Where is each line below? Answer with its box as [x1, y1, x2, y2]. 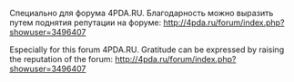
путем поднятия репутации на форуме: [9, 17, 162, 28]
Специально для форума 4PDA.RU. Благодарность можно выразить [9, 8, 274, 18]
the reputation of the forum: [9, 54, 114, 64]
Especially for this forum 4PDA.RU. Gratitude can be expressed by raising [9, 44, 285, 55]
